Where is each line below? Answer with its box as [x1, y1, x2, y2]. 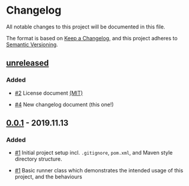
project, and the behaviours [14, 173, 82, 181]
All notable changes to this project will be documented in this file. [6, 23, 166, 30]
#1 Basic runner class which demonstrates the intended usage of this [14, 167, 184, 174]
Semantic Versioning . [6, 41, 58, 48]
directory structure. [14, 155, 62, 163]
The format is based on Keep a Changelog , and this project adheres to [6, 34, 178, 41]
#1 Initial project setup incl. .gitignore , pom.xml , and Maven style [14, 149, 173, 156]
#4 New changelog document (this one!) [14, 101, 114, 108]
